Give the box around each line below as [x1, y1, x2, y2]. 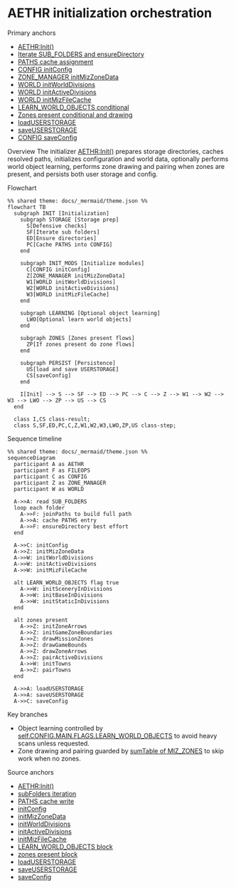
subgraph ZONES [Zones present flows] [20, 334, 135, 341]
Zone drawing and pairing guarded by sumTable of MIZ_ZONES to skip [17, 746, 224, 755]
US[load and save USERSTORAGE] [26, 366, 119, 373]
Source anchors [7, 768, 55, 776]
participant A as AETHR [14, 460, 84, 468]
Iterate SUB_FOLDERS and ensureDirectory [17, 50, 144, 58]
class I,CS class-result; [14, 415, 91, 423]
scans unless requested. [17, 739, 90, 748]
